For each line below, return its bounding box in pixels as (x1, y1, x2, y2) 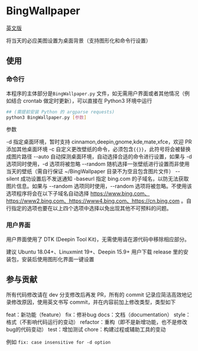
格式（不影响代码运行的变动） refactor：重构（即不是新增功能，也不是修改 (6, 318, 188, 326)
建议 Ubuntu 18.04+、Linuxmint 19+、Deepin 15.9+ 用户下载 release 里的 (6, 248, 183, 255)
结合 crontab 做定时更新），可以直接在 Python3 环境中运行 (11, 97, 152, 104)
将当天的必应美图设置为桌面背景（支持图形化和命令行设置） (6, 37, 151, 44)
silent (6, 175, 20, 183)
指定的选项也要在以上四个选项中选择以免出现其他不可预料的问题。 (11, 205, 172, 212)
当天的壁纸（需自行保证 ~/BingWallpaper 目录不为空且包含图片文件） (6, 168, 174, 175)
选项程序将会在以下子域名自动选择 (6, 190, 89, 197)
